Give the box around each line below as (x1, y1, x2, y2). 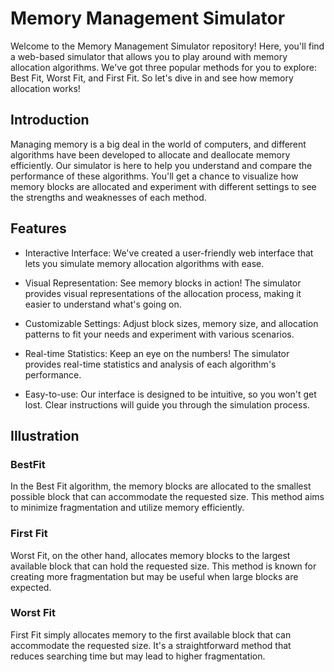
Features (10, 220, 67, 237)
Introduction (10, 112, 90, 129)
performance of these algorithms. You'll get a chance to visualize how (10, 170, 299, 182)
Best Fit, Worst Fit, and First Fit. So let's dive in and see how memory (10, 72, 294, 84)
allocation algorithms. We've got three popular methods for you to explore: (10, 61, 317, 73)
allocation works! (10, 82, 81, 94)
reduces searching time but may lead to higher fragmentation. (10, 650, 266, 662)
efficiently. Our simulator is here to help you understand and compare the (10, 159, 313, 171)
